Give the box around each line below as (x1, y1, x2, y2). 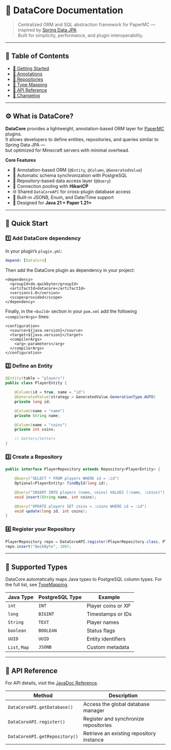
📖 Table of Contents (5, 52, 69, 61)
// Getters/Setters (14, 436, 56, 441)
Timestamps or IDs (86, 610, 132, 618)
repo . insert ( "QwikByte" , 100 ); (5, 544, 72, 549)
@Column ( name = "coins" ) (14, 422, 67, 427)
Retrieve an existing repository (83, 730, 156, 737)
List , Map (8, 644, 29, 651)
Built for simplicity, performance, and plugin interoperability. (17, 32, 144, 38)
